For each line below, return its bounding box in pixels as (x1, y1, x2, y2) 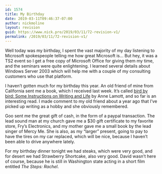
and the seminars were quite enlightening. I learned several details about (5, 63, 150, 69)
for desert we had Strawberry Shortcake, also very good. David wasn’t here (5, 153, 156, 159)
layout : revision (5, 25, 40, 30)
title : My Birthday (5, 12, 45, 17)
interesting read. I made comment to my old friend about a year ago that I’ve (5, 98, 158, 104)
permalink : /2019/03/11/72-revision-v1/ (5, 35, 88, 39)
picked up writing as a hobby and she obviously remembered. (5, 103, 129, 109)
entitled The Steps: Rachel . (5, 163, 59, 169)
